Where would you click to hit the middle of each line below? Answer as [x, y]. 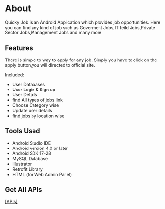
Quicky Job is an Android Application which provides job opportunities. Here [83, 22]
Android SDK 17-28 [32, 153]
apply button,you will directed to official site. [50, 65]
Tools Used [23, 131]
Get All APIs [24, 190]
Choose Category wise [35, 105]
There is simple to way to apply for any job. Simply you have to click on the [81, 60]
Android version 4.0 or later [40, 148]
